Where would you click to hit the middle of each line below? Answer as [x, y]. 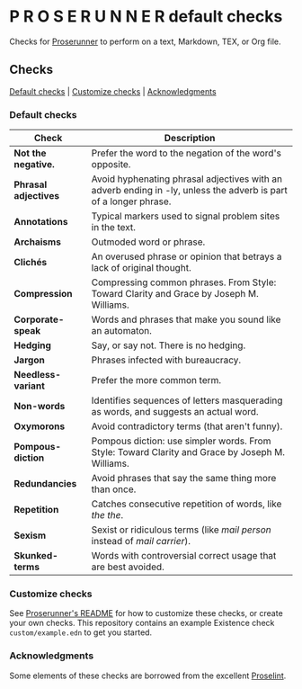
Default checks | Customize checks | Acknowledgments [113, 91]
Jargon [29, 360]
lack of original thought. [141, 268]
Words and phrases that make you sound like [186, 319]
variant [29, 386]
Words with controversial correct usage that [184, 556]
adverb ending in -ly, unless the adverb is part [189, 191]
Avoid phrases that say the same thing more [184, 479]
